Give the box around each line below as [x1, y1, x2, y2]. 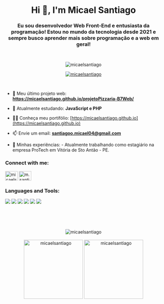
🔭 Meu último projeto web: [12, 90, 67, 96]
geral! [76, 41, 91, 48]
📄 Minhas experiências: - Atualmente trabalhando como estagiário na [12, 142, 155, 148]
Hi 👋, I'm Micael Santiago [31, 4, 136, 16]
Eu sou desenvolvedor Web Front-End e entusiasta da [17, 22, 150, 29]
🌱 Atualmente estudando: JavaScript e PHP [12, 105, 102, 111]
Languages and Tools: [5, 187, 60, 194]
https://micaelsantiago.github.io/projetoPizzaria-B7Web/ [12, 96, 134, 102]
